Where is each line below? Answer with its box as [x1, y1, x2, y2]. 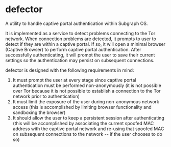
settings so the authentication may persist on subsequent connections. [5, 57, 155, 63]
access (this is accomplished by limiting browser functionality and [12, 104, 152, 110]
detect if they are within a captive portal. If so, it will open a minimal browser [5, 41, 166, 47]
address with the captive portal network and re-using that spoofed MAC [12, 126, 164, 132]
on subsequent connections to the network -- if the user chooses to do [12, 131, 162, 137]
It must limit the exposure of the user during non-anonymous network [12, 98, 159, 105]
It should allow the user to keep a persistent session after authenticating [12, 114, 164, 121]
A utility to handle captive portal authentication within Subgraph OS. [5, 20, 148, 26]
